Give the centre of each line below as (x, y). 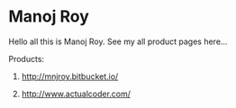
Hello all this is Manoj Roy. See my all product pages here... (118, 41)
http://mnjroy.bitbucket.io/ (70, 76)
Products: (27, 58)
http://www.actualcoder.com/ (76, 94)
